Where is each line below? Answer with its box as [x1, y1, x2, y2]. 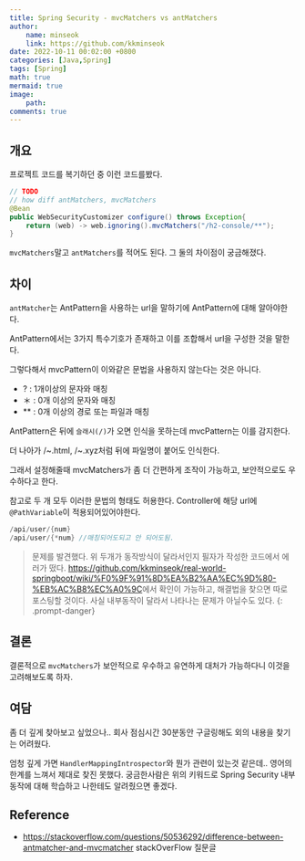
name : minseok [25, 30, 79, 39]
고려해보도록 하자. [9, 671, 74, 682]
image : [9, 89, 35, 99]
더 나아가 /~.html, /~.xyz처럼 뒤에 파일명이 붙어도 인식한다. [9, 445, 220, 457]
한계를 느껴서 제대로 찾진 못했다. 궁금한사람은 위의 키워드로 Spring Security [9, 769, 280, 780]
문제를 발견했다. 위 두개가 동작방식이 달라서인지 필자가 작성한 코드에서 [31, 551, 280, 562]
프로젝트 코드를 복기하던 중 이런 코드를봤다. [9, 169, 163, 180]
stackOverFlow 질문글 [135, 842, 217, 854]
